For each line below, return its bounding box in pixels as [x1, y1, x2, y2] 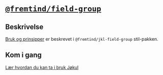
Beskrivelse [5, 22, 44, 31]
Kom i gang [5, 51, 42, 60]
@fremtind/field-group [5, 4, 101, 14]
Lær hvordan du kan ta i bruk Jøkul [5, 64, 79, 70]
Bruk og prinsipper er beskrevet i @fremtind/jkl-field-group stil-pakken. [5, 36, 159, 42]
